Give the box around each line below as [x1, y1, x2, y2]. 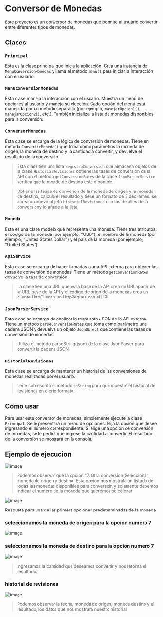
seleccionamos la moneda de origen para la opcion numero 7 [5, 519, 152, 526]
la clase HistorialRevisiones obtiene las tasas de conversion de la [17, 169, 151, 174]
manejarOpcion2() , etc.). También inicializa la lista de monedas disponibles [5, 111, 154, 117]
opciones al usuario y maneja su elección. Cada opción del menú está [5, 101, 145, 106]
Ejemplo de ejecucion [5, 450, 72, 458]
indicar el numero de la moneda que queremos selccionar [17, 488, 133, 494]
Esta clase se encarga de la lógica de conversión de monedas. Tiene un [5, 138, 149, 144]
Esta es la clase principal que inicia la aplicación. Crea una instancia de [5, 63, 147, 69]
